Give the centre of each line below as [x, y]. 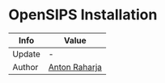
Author [25, 67]
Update [26, 54]
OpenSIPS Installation [83, 15]
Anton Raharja [75, 67]
